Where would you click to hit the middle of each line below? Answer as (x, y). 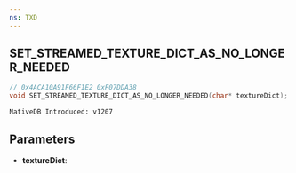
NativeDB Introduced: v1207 (61, 112)
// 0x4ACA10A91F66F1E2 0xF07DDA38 (73, 88)
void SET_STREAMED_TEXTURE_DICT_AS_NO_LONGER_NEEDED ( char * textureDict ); (149, 96)
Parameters (42, 139)
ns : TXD (24, 17)
